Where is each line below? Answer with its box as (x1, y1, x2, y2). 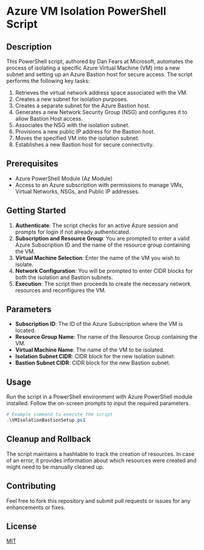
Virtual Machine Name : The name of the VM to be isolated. (15, 346, 164, 353)
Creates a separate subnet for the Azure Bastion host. (15, 102, 150, 109)
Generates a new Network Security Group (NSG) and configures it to (15, 109, 188, 115)
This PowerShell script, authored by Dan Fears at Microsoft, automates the (6, 58, 193, 65)
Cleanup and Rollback (6, 434, 91, 444)
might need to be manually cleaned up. (6, 463, 105, 471)
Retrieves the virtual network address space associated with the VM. (15, 89, 188, 96)
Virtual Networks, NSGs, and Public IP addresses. (15, 187, 140, 195)
